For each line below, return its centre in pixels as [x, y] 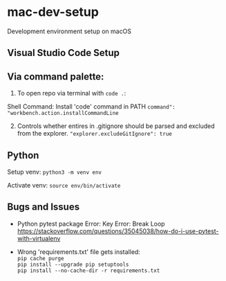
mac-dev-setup [53, 12]
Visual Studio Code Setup [63, 53]
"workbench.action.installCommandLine [63, 114]
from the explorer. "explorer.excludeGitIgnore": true [95, 134]
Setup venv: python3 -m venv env [55, 172]
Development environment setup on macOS [69, 31]
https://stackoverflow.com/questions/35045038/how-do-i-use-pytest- [118, 231]
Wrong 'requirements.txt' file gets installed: [78, 252]
